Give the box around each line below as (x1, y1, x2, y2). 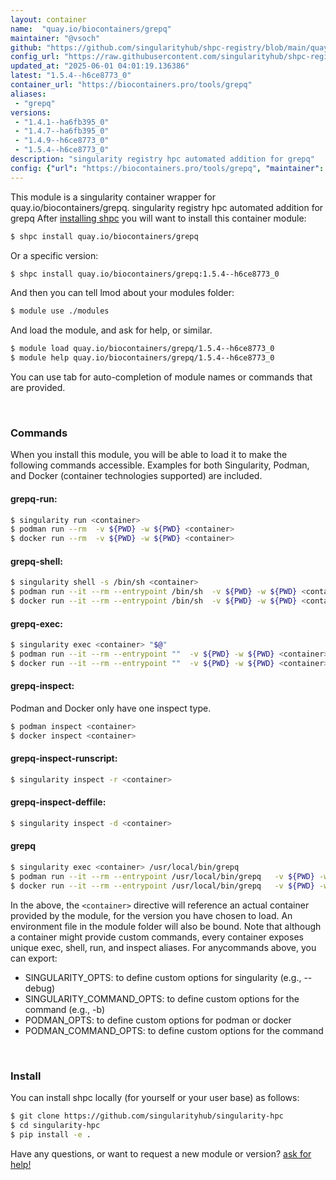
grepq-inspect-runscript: (10, 752, 118, 765)
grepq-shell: (10, 555, 63, 567)
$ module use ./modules (10, 306, 110, 316)
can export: (10, 952, 58, 964)
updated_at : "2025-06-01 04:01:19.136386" (10, 61, 190, 71)
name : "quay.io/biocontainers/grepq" (10, 24, 172, 34)
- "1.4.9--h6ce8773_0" (14, 136, 110, 146)
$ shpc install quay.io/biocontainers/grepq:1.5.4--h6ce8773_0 (10, 269, 280, 279)
